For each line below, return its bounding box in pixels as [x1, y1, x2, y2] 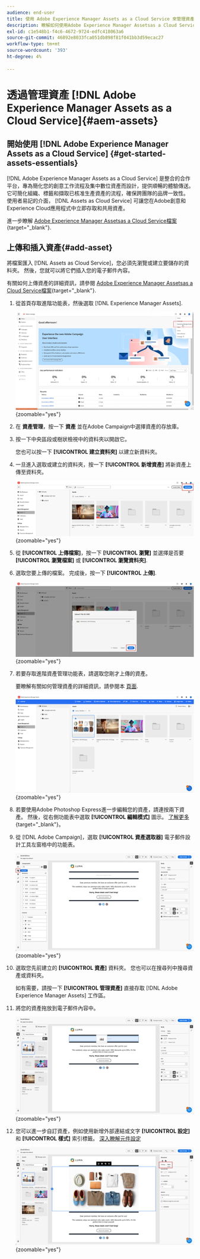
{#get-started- [110, 149, 166, 159]
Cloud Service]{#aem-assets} [7, 114, 159, 128]
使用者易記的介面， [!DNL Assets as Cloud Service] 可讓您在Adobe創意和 [7, 197, 186, 204]
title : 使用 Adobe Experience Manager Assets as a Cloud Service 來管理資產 [7, 15, 195, 22]
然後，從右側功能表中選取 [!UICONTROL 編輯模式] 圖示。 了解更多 [27, 814, 189, 821]
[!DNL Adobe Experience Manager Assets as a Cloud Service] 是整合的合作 [7, 175, 191, 182]
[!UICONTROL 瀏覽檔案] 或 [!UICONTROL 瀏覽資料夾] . [15, 556, 148, 563]
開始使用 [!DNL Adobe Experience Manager [7, 139, 169, 149]
